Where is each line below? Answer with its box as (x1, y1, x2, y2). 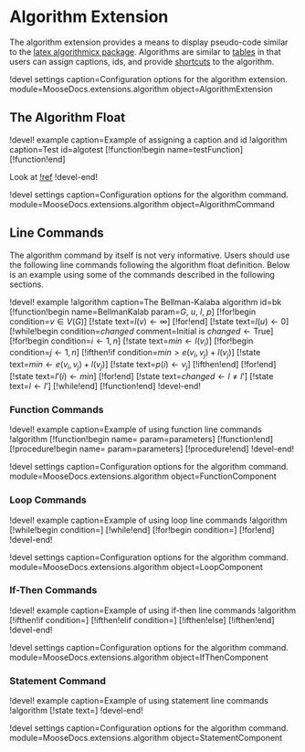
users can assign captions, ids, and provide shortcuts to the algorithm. (9, 56, 275, 67)
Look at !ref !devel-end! (9, 171, 99, 182)
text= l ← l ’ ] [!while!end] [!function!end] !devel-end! (9, 380, 201, 391)
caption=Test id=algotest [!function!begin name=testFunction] (9, 143, 244, 154)
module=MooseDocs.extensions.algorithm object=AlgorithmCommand (9, 198, 276, 209)
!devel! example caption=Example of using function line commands (9, 424, 262, 435)
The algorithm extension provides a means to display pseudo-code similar (9, 37, 289, 48)
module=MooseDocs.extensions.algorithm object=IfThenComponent (9, 651, 269, 662)
